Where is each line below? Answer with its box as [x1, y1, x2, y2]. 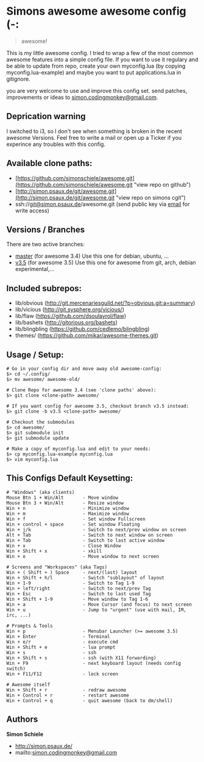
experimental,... [15, 266, 55, 273]
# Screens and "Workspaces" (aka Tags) [6, 564, 108, 570]
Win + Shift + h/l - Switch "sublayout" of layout [6, 575, 165, 581]
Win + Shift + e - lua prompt [6, 644, 116, 650]
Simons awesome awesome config [6, 4, 187, 18]
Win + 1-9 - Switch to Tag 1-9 [6, 580, 135, 586]
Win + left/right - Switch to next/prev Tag [6, 585, 151, 592]
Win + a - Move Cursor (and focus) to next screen [6, 601, 192, 608]
